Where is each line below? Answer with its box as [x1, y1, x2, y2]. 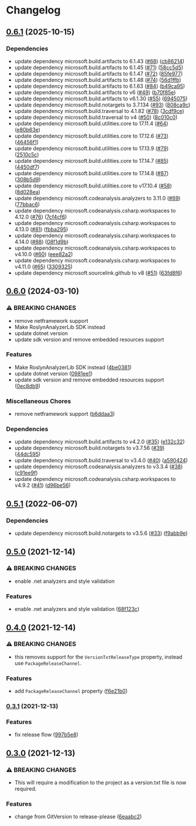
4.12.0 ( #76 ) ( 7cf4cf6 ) [14, 213, 67, 220]
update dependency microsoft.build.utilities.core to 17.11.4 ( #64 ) [14, 120, 169, 127]
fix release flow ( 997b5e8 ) [14, 731, 79, 738]
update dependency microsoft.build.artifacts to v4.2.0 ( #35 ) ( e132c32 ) [14, 438, 185, 445]
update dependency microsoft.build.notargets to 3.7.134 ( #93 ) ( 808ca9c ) [14, 101, 191, 108]
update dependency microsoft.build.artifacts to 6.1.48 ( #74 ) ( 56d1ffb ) [14, 76, 181, 83]
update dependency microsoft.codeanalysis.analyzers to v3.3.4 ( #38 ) [14, 463, 183, 470]
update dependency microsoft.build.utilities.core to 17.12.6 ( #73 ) [14, 132, 169, 139]
